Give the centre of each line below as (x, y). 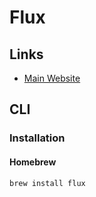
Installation (37, 138)
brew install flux (47, 183)
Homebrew (33, 162)
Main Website (52, 78)
